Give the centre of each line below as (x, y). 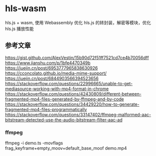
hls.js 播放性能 (19, 29)
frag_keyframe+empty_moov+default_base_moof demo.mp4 (66, 148)
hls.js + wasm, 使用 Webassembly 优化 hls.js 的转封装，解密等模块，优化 (78, 22)
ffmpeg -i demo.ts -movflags (34, 143)
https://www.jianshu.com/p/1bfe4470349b (48, 63)
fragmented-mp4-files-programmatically (46, 109)
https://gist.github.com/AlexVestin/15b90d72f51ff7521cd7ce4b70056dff (77, 58)
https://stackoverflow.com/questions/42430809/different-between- (73, 94)
